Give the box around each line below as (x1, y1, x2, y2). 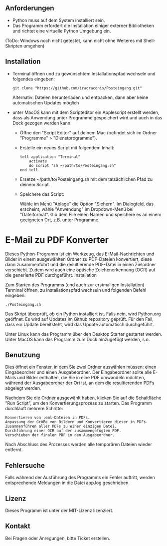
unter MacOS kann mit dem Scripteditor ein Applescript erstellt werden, (12, 109, 160, 115)
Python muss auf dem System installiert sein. (12, 17, 105, 23)
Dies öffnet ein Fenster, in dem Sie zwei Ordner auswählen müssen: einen (5, 364, 157, 370)
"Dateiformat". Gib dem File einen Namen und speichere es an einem (19, 211, 162, 217)
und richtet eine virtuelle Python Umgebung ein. (12, 27, 111, 34)
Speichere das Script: (19, 191, 65, 197)
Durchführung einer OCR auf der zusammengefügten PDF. (5, 428, 122, 434)
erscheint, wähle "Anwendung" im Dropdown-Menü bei (19, 206, 134, 212)
